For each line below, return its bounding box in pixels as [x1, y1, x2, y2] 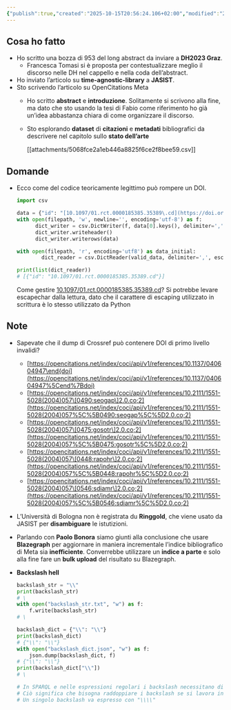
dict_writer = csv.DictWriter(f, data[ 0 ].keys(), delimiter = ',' [34, 222, 224, 229]
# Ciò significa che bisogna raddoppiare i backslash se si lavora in [16, 690, 224, 697]
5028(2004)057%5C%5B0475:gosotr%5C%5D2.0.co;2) [26, 440, 188, 448]
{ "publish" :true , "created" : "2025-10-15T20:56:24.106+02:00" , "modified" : [6, 10, 220, 17]
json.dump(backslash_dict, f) [29, 652, 116, 659]
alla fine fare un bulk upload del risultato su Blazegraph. [16, 555, 177, 563]
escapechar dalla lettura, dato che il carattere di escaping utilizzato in [16, 293, 214, 301]
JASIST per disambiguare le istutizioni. [16, 519, 128, 528]
